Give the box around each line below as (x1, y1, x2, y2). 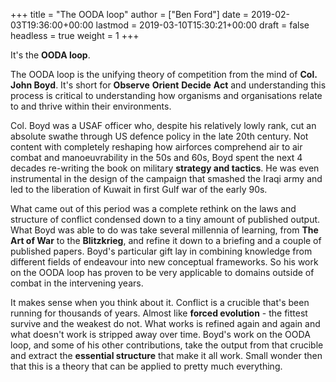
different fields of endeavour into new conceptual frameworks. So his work (10, 256, 319, 268)
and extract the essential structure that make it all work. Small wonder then (10, 350, 323, 361)
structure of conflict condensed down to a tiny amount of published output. (10, 214, 321, 225)
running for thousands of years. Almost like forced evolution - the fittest (10, 307, 308, 319)
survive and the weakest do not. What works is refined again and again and (10, 318, 321, 329)
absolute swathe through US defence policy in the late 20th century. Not (10, 130, 309, 142)
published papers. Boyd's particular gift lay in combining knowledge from (10, 245, 313, 257)
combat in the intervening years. (10, 277, 144, 289)
